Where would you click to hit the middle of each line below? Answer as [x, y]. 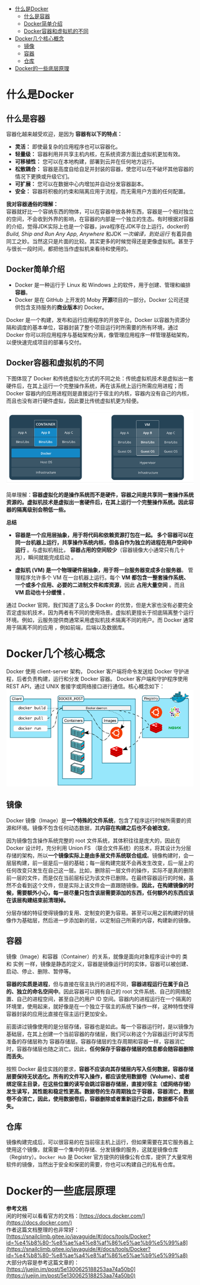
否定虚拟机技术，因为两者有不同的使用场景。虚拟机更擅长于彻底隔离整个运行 [100, 612]
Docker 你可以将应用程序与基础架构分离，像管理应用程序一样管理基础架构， [99, 335]
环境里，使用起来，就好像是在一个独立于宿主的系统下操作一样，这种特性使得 [100, 1006]
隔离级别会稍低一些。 [43, 510]
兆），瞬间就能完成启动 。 [46, 558]
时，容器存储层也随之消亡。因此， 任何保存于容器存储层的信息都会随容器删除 [100, 1049]
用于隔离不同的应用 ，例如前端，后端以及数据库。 [67, 627]
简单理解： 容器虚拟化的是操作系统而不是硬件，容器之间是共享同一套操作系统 [100, 495]
